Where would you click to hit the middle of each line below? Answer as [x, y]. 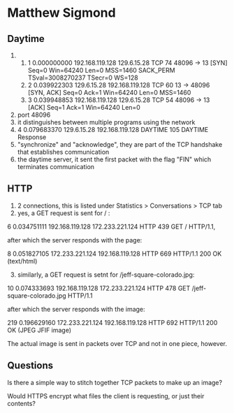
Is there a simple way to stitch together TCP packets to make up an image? [115, 382]
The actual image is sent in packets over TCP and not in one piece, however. [117, 343]
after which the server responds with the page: [75, 240]
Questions [30, 366]
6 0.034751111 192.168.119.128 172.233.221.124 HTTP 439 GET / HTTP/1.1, [111, 226]
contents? [22, 403]
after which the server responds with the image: [76, 309]
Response [32, 137]
